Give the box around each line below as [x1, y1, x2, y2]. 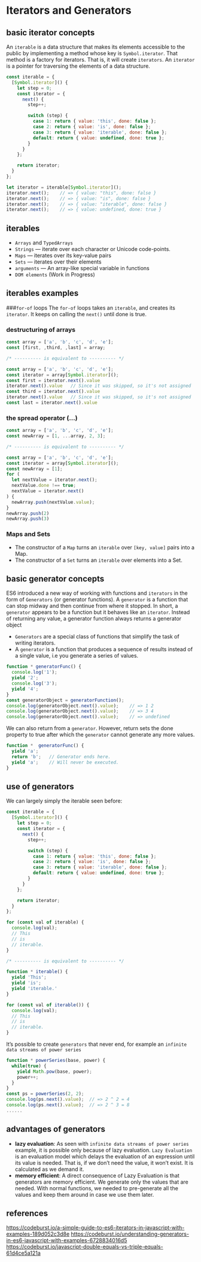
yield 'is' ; [11, 980, 42, 986]
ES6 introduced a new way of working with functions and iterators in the [6, 589, 188, 597]
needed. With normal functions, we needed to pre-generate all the [14, 1184, 178, 1192]
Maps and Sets [6, 530, 51, 538]
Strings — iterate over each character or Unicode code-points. [14, 246, 170, 253]
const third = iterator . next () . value [6, 389, 100, 395]
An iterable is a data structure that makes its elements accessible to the [6, 43, 185, 50]
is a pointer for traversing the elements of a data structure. [6, 62, 151, 69]
